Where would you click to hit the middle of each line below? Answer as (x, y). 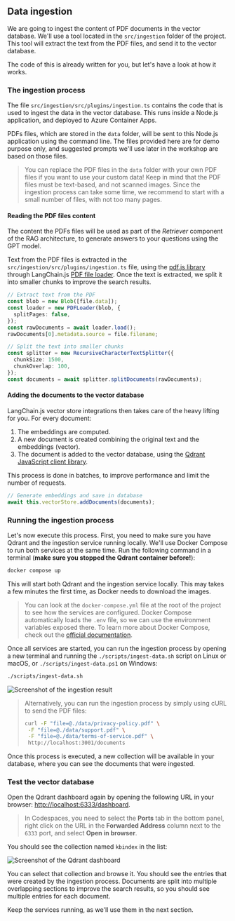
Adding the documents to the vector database (76, 395)
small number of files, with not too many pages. (93, 200)
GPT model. (25, 246)
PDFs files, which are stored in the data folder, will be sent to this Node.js (113, 134)
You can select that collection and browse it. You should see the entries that (117, 874)
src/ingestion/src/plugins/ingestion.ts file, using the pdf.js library (106, 267)
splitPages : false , (42, 314)
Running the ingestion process (61, 520)
